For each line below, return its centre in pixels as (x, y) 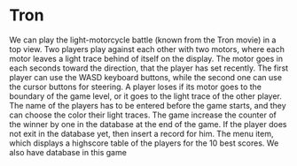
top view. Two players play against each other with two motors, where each (147, 49)
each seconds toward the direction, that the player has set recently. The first (149, 68)
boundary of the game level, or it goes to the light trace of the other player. (145, 96)
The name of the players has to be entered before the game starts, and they (148, 105)
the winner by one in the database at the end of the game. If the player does (148, 124)
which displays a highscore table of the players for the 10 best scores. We (144, 143)
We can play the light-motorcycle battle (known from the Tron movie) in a (143, 40)
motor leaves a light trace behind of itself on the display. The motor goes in (146, 58)
